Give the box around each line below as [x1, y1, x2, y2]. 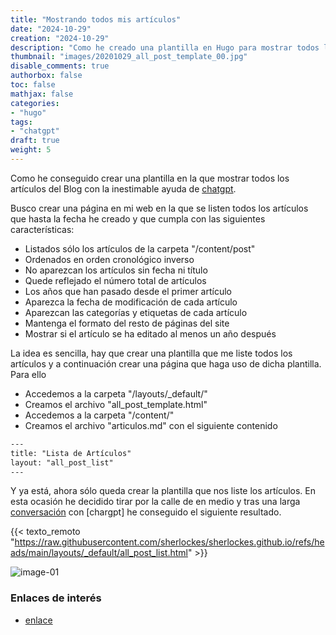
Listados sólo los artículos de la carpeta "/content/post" [24, 242, 256, 255]
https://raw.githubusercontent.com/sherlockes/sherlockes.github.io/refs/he [14, 536, 325, 548]
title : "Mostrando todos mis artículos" [10, 14, 182, 25]
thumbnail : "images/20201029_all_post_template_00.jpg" [10, 52, 248, 62]
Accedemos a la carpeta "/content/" [24, 409, 175, 421]
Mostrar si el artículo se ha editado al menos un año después [24, 327, 277, 340]
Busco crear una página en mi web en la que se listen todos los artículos [10, 202, 309, 214]
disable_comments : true [10, 61, 110, 71]
